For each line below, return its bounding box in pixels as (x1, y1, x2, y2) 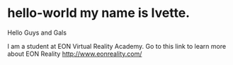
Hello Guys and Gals (7, 28, 67, 37)
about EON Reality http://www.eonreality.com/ (7, 49, 142, 58)
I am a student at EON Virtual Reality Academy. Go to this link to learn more (7, 42, 227, 50)
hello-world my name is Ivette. (7, 5, 190, 21)
